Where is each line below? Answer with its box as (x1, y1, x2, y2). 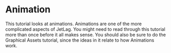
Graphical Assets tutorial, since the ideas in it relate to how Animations (5, 37, 155, 43)
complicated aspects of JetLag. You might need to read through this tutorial (5, 26, 165, 32)
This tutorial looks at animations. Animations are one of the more (5, 21, 142, 27)
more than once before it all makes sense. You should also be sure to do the (5, 31, 166, 38)
